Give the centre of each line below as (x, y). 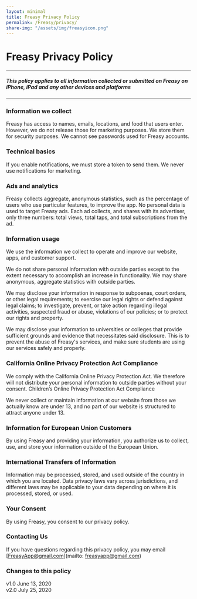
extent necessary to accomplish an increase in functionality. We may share (96, 275)
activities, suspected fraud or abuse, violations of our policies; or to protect (97, 312)
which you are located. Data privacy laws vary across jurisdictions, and (92, 481)
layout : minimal (26, 11)
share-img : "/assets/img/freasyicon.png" (57, 28)
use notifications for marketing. (44, 170)
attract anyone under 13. (35, 412)
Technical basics (31, 152)
